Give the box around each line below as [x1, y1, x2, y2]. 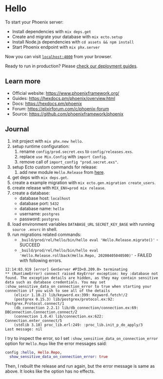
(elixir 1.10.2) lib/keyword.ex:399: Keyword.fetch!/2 [14, 293, 128, 297]
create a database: [12, 190, 50, 196]
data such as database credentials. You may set [5, 279, 106, 285]
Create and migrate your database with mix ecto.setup [12, 34, 123, 40]
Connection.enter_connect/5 [5, 318, 62, 323]
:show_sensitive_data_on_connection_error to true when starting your [5, 284, 152, 289]
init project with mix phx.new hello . [12, 138, 83, 144]
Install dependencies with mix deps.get [12, 28, 91, 34]
